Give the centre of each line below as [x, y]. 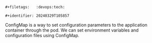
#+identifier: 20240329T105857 [37, 16]
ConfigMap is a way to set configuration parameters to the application [76, 25]
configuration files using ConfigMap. [42, 35]
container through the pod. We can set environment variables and [72, 30]
